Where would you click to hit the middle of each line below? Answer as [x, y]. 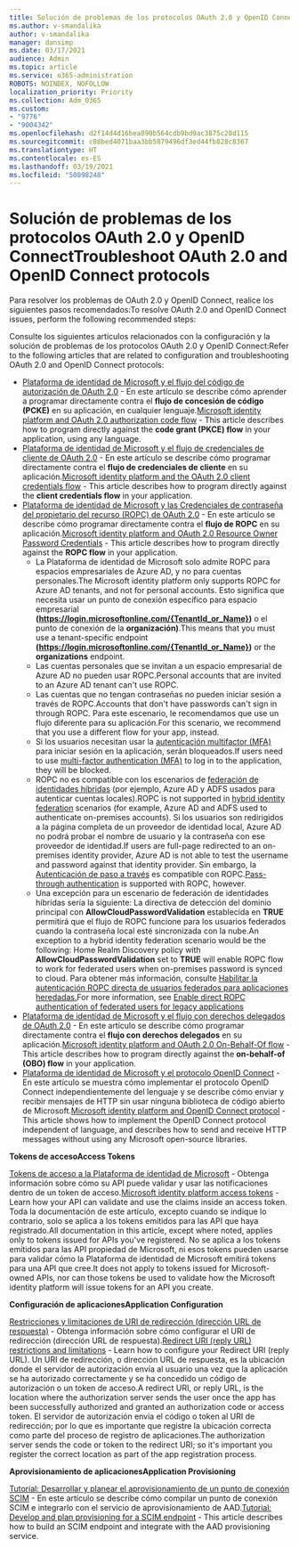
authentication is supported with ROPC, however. [156, 884]
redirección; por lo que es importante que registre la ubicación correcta [140, 1426]
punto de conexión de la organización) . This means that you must [155, 628]
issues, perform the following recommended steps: [103, 319]
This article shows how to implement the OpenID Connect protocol [144, 1120]
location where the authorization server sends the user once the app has [142, 1397]
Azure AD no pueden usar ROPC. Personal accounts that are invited [158, 676]
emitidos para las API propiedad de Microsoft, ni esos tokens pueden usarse [149, 1250]
